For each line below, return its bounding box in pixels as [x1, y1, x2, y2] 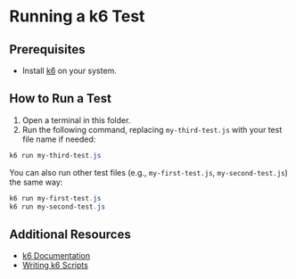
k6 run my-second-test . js [9, 202, 105, 211]
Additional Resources [9, 226, 131, 242]
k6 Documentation [21, 250, 91, 261]
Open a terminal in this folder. [21, 114, 131, 126]
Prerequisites [9, 42, 86, 57]
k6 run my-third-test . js [9, 151, 102, 160]
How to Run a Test [9, 91, 111, 106]
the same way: [9, 176, 63, 187]
